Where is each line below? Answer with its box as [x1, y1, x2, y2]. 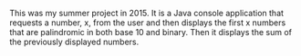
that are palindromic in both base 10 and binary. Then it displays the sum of [9, 27, 292, 37]
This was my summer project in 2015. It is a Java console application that [9, 8, 285, 18]
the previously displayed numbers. [9, 36, 140, 47]
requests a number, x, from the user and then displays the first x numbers [9, 17, 286, 28]
